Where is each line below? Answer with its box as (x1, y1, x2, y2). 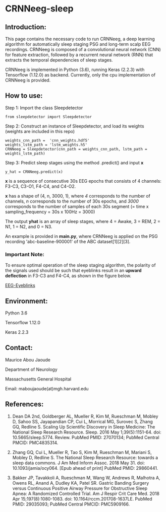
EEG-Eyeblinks (5, 283, 36, 289)
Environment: (5, 296, 48, 305)
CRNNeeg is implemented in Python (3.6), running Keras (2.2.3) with (5, 67, 145, 73)
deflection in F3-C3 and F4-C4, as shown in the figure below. (5, 273, 131, 279)
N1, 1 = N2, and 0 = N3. (5, 223, 53, 229)
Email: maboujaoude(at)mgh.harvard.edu (5, 385, 89, 391)
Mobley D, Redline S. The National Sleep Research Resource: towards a (12, 454, 159, 460)
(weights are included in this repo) (5, 128, 75, 134)
